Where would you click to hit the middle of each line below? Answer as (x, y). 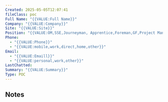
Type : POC (15, 75)
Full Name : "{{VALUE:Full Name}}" (41, 19)
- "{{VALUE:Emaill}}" (32, 56)
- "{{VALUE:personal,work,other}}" (47, 61)
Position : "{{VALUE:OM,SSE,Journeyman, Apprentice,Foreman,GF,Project (80, 33)
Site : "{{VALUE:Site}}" (30, 28)
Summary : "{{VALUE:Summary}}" (37, 70)
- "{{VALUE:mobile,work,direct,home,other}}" (58, 47)
